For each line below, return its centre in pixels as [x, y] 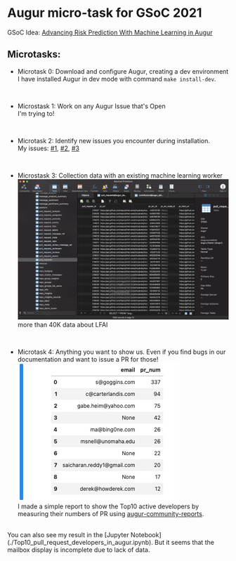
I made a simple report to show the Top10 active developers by [108, 506]
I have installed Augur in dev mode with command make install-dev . [117, 79]
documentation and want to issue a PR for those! [88, 359]
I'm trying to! [36, 113]
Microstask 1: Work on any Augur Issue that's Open [92, 106]
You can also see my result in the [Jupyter [68, 535]
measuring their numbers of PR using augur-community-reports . [111, 514]
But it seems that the [184, 543]
